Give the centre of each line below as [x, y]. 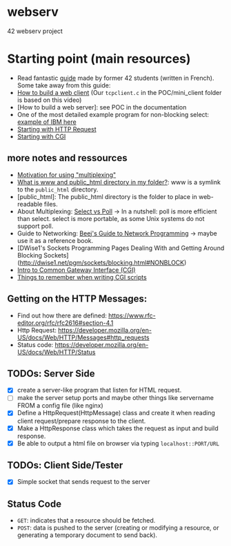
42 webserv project [35, 31]
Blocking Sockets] [43, 255]
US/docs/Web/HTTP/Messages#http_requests [83, 337]
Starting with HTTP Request [57, 129]
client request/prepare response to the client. [81, 421]
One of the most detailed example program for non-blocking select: [113, 114]
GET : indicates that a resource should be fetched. [86, 521]
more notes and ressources [67, 158]
